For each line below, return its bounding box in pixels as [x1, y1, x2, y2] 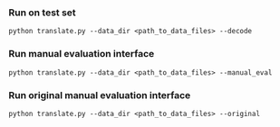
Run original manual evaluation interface [8, 88, 191, 101]
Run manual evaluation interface [8, 48, 155, 60]
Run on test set [8, 6, 76, 19]
